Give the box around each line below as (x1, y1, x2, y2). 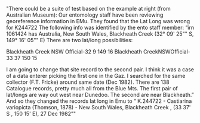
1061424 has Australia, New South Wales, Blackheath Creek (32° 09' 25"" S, (6, 30, 194, 37)
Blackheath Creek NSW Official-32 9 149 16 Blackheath (6, 48, 142, 55)
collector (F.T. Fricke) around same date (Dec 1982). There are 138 (6, 78, 170, 86)
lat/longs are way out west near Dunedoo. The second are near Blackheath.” (6, 92, 194, 98)
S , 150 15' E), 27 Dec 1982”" (6, 110, 76, 117)
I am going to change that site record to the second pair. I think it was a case (6, 66, 195, 73)
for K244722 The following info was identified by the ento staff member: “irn (6, 24, 195, 31)
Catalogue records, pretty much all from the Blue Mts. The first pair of (6, 85, 178, 92)
